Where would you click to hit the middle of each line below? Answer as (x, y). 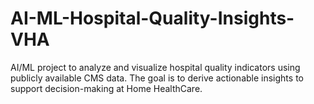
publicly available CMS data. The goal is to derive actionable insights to (157, 78)
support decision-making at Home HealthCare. (106, 88)
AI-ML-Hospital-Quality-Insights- (152, 18)
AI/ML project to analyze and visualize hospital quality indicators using (155, 67)
